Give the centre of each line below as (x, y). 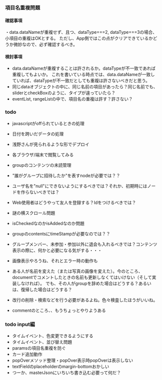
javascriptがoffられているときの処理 (48, 123)
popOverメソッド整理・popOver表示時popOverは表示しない (72, 360)
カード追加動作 (27, 354)
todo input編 (20, 324)
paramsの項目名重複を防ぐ (39, 348)
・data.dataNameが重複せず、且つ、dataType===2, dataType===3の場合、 (81, 32)
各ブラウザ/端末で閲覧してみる (43, 154)
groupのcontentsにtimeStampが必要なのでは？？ (61, 233)
